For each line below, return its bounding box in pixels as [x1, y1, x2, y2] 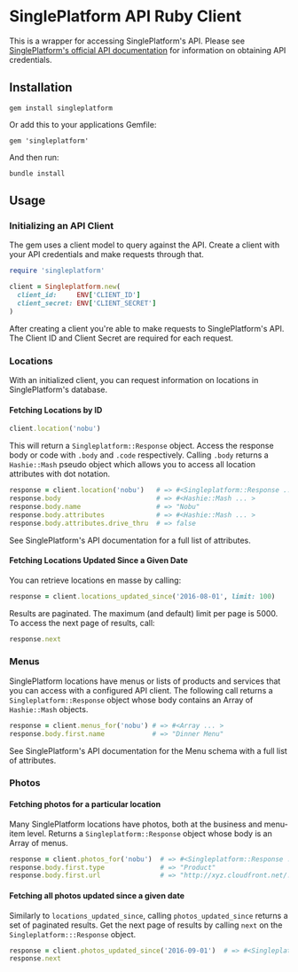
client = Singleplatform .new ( [9, 282, 122, 292]
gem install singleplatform [9, 104, 114, 113]
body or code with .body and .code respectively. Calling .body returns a [9, 450, 269, 460]
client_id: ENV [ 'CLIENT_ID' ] [17, 291, 141, 300]
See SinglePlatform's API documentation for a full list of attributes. [9, 535, 251, 545]
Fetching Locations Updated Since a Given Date [9, 555, 189, 566]
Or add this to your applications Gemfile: [9, 119, 157, 129]
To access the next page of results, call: [9, 617, 155, 628]
